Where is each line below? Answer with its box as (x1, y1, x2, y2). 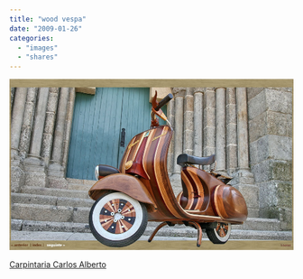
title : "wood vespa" (9, 14, 87, 23)
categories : (9, 33, 54, 42)
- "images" (17, 43, 59, 52)
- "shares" (17, 52, 59, 62)
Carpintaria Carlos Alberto (9, 258, 106, 270)
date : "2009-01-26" (9, 23, 83, 33)
